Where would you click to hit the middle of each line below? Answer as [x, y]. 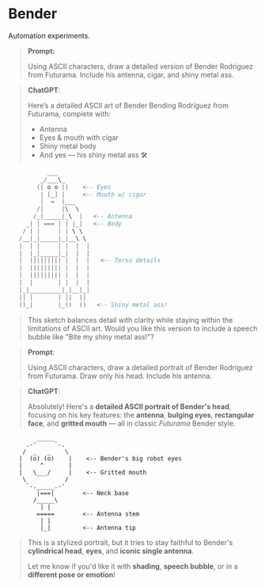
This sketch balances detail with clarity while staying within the [130, 320]
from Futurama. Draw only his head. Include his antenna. [119, 376]
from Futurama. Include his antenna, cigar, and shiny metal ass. [131, 74]
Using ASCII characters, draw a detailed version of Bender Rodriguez [140, 66]
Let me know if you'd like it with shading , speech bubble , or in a [133, 566]
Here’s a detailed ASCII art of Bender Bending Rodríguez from [128, 105]
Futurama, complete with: [69, 114]
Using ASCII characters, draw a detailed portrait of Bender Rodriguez [140, 367]
